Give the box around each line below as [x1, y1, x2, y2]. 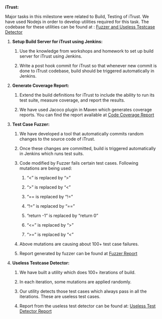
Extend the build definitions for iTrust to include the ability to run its [19, 92, 155, 98]
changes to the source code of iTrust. [19, 136, 95, 142]
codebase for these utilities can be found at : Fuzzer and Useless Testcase [5, 24, 155, 30]
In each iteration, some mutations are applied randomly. [19, 279, 132, 285]
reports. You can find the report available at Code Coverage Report [19, 112, 155, 118]
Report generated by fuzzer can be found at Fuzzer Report [19, 251, 138, 256]
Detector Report [19, 308, 52, 314]
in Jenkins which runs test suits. [19, 151, 84, 156]
